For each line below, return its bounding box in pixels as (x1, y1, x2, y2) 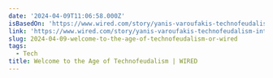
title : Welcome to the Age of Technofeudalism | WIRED (8, 58, 198, 66)
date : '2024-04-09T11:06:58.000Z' (8, 11, 126, 20)
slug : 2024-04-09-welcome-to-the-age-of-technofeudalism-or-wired (8, 34, 238, 43)
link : (8, 27, 27, 35)
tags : (8, 42, 27, 50)
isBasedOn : (8, 19, 45, 28)
